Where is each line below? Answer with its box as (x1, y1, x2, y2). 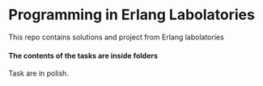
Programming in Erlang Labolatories (8, 6, 255, 24)
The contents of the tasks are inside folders (8, 51, 159, 60)
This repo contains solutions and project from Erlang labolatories (8, 32, 224, 42)
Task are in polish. (8, 68, 69, 78)
